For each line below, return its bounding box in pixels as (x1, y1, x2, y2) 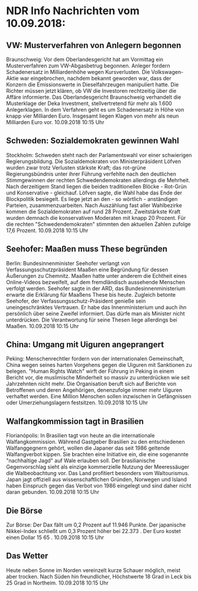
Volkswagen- (151, 69, 184, 75)
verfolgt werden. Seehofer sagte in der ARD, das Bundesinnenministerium (6, 285, 186, 292)
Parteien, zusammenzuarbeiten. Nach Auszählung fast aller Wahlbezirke (6, 202, 182, 209)
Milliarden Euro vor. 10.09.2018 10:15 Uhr (6, 119, 105, 125)
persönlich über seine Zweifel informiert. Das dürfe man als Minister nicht (6, 310, 185, 317)
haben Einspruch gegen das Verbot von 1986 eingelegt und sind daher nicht (6, 482, 191, 489)
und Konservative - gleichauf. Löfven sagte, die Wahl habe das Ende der (6, 189, 183, 196)
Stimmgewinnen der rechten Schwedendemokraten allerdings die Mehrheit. (6, 176, 190, 184)
